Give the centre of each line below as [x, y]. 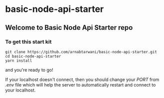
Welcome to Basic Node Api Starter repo [69, 28]
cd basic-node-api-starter [33, 56]
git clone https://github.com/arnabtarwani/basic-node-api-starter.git [81, 52]
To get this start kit [28, 42]
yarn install [19, 61]
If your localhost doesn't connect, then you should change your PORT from [82, 79]
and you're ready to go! [29, 70]
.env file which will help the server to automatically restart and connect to [81, 85]
